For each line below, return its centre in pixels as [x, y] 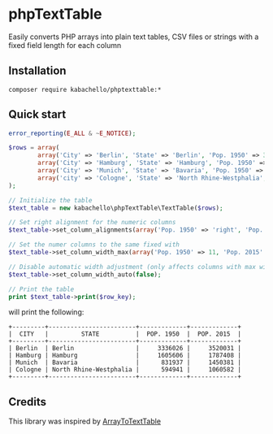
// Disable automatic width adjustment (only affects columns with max [132, 267]
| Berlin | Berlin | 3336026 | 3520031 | [125, 349]
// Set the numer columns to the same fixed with [94, 245]
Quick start [37, 115]
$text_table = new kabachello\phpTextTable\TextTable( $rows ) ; [116, 208]
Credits [28, 402]
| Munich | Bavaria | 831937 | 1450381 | [125, 362]
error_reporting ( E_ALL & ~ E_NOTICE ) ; [72, 133]
